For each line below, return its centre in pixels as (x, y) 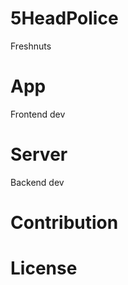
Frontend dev (38, 114)
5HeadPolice (64, 18)
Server (39, 154)
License (44, 268)
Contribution (64, 223)
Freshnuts (31, 46)
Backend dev (37, 182)
